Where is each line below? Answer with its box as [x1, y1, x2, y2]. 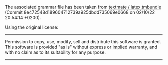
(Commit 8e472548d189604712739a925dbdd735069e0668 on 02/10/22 [5, 9, 155, 15]
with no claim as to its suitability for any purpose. [5, 49, 106, 55]
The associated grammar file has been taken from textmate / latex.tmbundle [5, 4, 161, 10]
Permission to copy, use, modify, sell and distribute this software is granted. [5, 39, 161, 44]
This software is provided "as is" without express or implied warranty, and [5, 44, 157, 50]
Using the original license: [5, 24, 59, 30]
